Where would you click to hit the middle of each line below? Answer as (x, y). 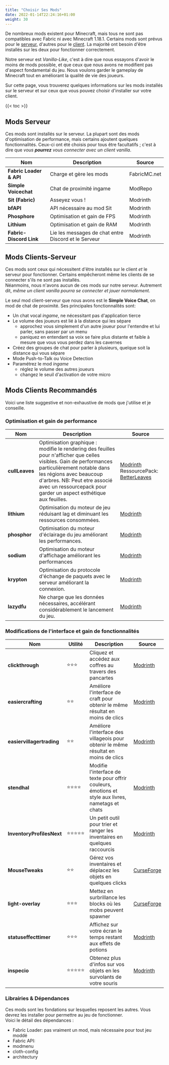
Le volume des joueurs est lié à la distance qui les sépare (72, 321)
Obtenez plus (105, 958)
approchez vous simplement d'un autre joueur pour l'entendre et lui (90, 326)
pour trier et (104, 824)
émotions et (104, 791)
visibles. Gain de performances (76, 461)
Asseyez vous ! (68, 200)
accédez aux (105, 659)
